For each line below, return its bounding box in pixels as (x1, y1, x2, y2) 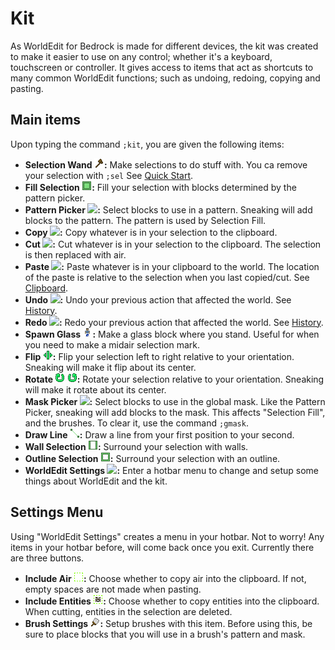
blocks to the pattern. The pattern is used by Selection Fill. (24, 214, 267, 226)
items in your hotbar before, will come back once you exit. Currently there (10, 541, 315, 553)
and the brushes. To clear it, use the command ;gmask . (24, 417, 249, 429)
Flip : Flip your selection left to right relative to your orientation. (24, 350, 295, 362)
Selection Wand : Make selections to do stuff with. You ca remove (24, 158, 308, 171)
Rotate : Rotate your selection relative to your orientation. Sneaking (24, 373, 325, 385)
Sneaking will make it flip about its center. (24, 361, 197, 373)
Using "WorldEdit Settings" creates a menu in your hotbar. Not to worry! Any (10, 530, 325, 542)
